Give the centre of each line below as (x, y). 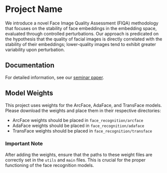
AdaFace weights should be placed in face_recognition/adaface (78, 125)
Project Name (34, 9)
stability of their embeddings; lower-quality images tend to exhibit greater (81, 44)
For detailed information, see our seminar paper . (55, 77)
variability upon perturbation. (35, 49)
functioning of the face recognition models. (50, 165)
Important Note (24, 143)
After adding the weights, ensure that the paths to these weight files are (79, 154)
